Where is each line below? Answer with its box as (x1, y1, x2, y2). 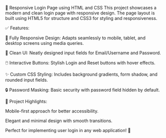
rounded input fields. (5, 77, 48, 83)
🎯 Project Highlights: (5, 99, 47, 104)
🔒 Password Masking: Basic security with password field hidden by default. (5, 87, 160, 93)
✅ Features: (5, 25, 30, 31)
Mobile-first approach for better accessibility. (5, 108, 98, 114)
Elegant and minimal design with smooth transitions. (5, 118, 112, 124)
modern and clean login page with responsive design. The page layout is (5, 10, 155, 16)
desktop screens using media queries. (5, 40, 84, 46)
